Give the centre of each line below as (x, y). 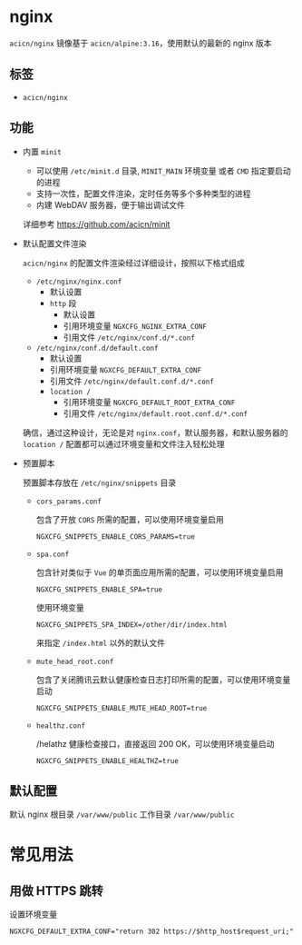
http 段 (63, 303)
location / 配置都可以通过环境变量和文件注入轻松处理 (123, 443)
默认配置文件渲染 (54, 244)
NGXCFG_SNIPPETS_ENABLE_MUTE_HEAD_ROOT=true (122, 708)
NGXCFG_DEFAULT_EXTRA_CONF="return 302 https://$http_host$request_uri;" (152, 932)
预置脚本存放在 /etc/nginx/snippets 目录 (99, 482)
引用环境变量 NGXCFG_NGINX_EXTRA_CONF (135, 325)
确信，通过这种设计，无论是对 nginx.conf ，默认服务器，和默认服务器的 (155, 433)
